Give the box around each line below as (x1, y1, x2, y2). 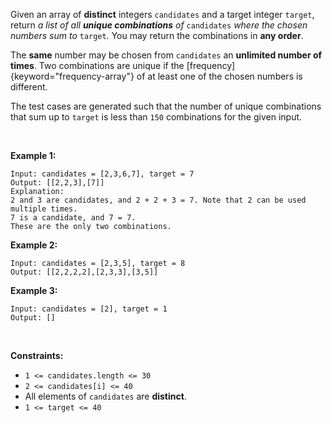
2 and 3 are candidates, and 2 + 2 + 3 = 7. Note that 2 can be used (10, 195, 307, 205)
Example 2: (10, 239, 58, 251)
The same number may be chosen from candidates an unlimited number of (10, 49, 323, 61)
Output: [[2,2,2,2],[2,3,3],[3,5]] (10, 267, 159, 277)
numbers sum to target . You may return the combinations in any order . (10, 30, 304, 41)
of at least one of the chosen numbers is (136, 70, 303, 82)
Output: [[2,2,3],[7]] (10, 178, 105, 188)
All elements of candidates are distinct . (24, 390, 187, 402)
